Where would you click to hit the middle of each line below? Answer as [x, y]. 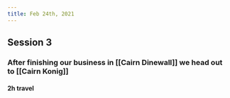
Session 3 [29, 43]
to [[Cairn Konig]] [38, 71]
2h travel [21, 88]
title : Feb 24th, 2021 [41, 14]
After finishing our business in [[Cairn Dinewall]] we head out [115, 62]
